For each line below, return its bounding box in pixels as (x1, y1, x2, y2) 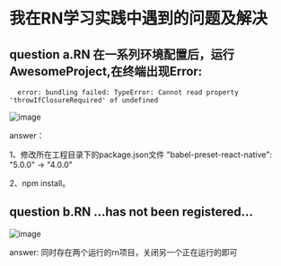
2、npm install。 (9, 178, 70, 189)
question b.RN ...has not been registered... (9, 204, 253, 220)
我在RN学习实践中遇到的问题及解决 (9, 8, 268, 29)
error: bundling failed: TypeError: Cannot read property (17, 88, 240, 97)
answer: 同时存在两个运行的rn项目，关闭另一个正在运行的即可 (9, 246, 238, 257)
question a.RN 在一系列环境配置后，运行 (9, 47, 235, 62)
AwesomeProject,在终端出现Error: (9, 64, 203, 79)
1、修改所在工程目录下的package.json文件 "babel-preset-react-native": (9, 149, 272, 160)
